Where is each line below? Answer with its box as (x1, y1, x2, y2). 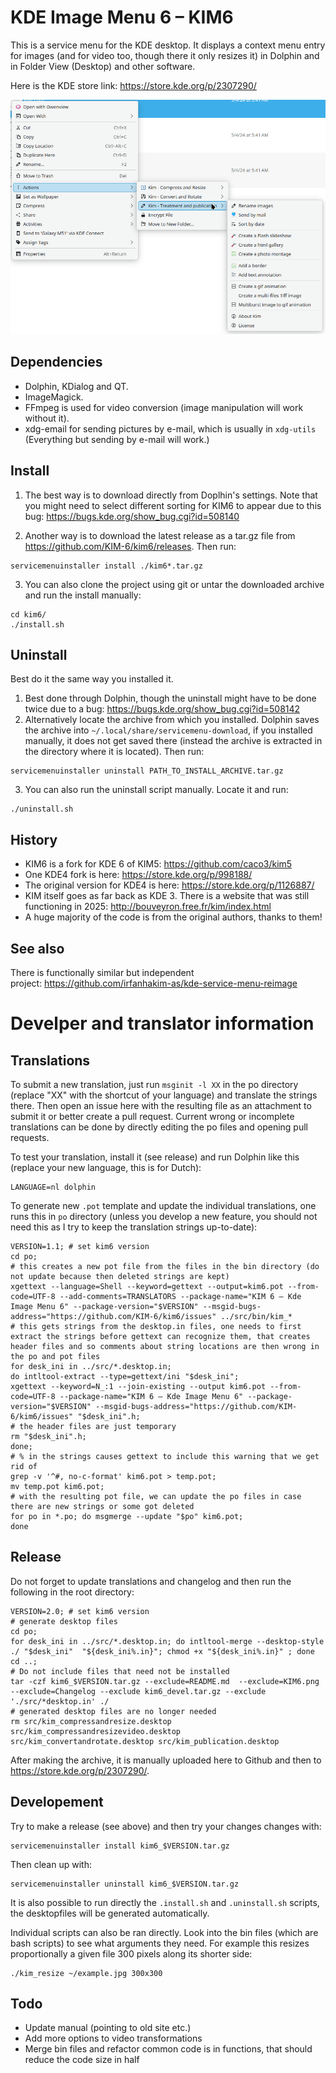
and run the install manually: (24, 589, 142, 601)
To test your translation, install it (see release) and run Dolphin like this (10, 1151, 300, 1163)
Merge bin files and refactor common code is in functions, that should (24, 2043, 313, 2055)
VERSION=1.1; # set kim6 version (10, 1242, 150, 1252)
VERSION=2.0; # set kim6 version (10, 1606, 150, 1616)
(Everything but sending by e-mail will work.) (24, 433, 210, 445)
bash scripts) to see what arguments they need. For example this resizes (10, 1937, 310, 1949)
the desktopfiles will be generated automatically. (10, 1907, 210, 1919)
